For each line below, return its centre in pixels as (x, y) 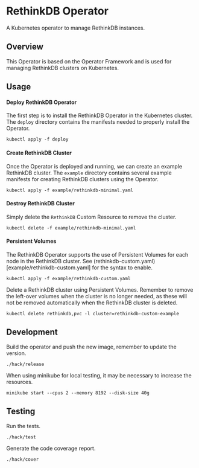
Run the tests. (24, 426)
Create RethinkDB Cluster (39, 153)
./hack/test (21, 437)
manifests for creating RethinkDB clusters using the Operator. (82, 179)
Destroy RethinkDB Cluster (41, 204)
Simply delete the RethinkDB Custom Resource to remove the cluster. (91, 217)
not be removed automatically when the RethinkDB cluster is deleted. (92, 303)
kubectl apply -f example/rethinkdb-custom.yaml (68, 278)
